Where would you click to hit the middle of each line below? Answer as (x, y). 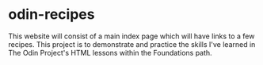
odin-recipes (51, 14)
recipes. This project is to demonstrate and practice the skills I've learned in (132, 44)
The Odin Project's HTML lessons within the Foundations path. (110, 52)
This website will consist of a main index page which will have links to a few (131, 36)
